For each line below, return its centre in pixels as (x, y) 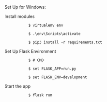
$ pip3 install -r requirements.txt (65, 42)
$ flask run (40, 95)
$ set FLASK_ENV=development (58, 77)
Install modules (20, 16)
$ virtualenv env (46, 25)
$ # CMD (36, 60)
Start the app (18, 86)
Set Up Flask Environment (30, 51)
